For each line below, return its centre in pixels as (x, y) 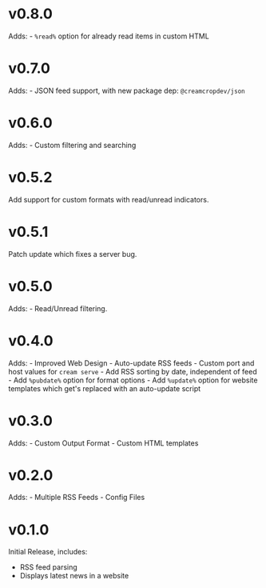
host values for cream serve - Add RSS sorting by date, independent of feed (133, 371)
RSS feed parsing (48, 567)
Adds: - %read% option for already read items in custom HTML (109, 36)
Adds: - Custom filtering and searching (72, 145)
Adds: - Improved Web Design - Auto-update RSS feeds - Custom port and (131, 363)
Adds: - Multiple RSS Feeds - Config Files (77, 498)
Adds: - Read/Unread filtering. (58, 308)
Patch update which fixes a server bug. (73, 254)
